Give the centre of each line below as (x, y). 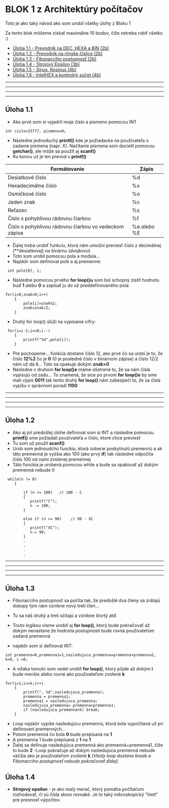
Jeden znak (22, 202)
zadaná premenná (31, 636)
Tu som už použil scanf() (38, 443)
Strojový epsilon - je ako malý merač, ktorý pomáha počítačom (78, 789)
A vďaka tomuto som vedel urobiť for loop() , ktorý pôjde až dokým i (83, 669)
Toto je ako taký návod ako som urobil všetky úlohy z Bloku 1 (68, 23)
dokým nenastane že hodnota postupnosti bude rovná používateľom (83, 631)
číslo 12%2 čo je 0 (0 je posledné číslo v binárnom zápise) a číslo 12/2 (85, 358)
